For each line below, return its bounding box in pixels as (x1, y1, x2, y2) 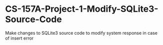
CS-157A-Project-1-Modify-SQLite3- (5, 3, 159, 15)
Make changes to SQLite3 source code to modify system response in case (5, 30, 158, 36)
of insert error (5, 35, 34, 41)
